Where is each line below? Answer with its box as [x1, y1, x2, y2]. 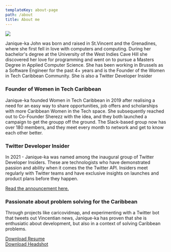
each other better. [5, 129, 43, 135]
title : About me [5, 17, 40, 22]
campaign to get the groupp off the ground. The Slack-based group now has [5, 119, 166, 125]
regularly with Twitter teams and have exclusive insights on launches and [5, 170, 159, 176]
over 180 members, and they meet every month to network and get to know [5, 124, 164, 130]
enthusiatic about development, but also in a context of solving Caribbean [5, 220, 161, 227]
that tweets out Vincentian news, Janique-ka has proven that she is [5, 215, 147, 221]
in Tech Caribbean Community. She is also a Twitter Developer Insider [5, 73, 153, 79]
